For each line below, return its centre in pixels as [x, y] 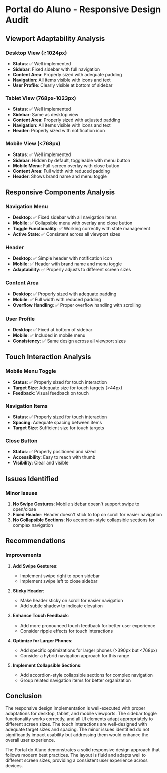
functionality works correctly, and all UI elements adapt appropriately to [79, 719]
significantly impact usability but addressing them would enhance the [77, 735]
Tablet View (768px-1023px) [41, 98]
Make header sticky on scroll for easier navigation [71, 600]
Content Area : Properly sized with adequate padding [67, 74]
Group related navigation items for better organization [75, 680]
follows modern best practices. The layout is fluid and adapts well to [76, 755]
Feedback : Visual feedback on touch [51, 393]
